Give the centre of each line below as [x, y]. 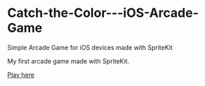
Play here [21, 75]
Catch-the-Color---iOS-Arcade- [103, 13]
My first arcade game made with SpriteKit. [68, 61]
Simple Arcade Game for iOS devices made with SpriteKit [90, 47]
